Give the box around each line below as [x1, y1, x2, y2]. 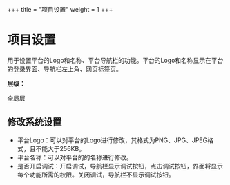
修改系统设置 [7, 116, 62, 128]
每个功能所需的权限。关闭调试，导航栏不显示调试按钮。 [17, 171, 175, 179]
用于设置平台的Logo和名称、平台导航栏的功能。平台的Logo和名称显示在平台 [7, 56, 224, 64]
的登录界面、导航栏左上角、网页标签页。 [7, 64, 122, 73]
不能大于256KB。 [35, 144, 85, 153]
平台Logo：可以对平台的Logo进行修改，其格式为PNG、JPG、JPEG [17, 136, 208, 144]
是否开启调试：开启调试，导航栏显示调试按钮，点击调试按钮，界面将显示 [17, 162, 223, 170]
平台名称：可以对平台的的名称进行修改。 [17, 153, 133, 162]
